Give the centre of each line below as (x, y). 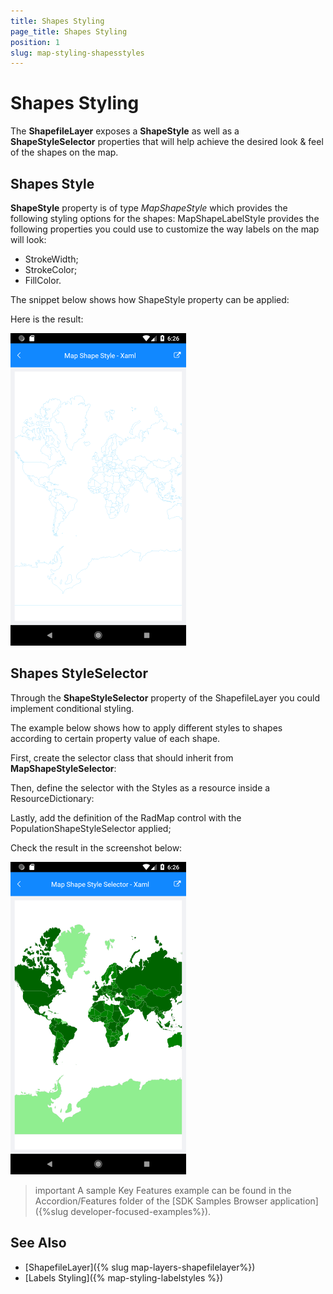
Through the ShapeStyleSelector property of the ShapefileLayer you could (165, 697)
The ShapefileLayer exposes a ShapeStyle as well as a (125, 131)
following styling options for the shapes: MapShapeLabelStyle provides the (165, 218)
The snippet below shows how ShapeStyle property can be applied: (150, 299)
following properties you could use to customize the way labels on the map (165, 229)
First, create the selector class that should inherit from (122, 757)
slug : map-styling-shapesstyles (77, 53)
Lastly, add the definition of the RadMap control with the (126, 817)
